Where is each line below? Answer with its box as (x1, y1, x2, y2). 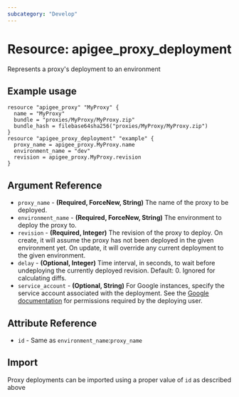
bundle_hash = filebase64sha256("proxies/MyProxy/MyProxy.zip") (14, 122, 208, 130)
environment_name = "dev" (14, 147, 91, 155)
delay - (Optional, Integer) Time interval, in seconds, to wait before (17, 259, 216, 268)
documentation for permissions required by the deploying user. (17, 297, 203, 305)
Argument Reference (7, 179, 102, 191)
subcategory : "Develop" (7, 10, 78, 18)
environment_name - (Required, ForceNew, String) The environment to (17, 213, 222, 222)
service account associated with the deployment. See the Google (17, 289, 210, 297)
